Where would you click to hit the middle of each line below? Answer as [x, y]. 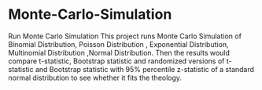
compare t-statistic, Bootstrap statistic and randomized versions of [116, 61]
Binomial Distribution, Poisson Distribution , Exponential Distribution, [119, 44]
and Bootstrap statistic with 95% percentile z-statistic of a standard [144, 69]
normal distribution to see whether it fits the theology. [95, 77]
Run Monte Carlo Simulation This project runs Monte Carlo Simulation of [125, 36]
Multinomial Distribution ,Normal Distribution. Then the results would [119, 52]
